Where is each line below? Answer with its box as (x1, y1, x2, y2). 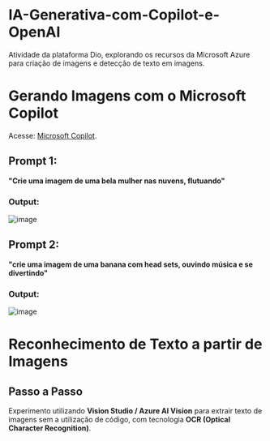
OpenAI (8, 23, 61, 41)
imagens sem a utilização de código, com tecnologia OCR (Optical (8, 415, 231, 425)
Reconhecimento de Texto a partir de (8, 335, 263, 353)
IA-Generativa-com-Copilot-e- (8, 6, 221, 24)
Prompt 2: (8, 238, 59, 252)
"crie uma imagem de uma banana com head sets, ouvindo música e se (8, 259, 254, 269)
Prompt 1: (8, 154, 58, 168)
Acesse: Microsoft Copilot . (8, 131, 97, 140)
